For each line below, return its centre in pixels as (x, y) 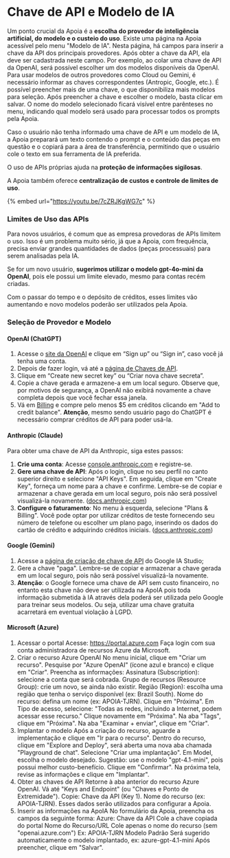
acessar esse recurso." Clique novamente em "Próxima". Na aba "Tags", (119, 716)
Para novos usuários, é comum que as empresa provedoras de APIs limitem (114, 234)
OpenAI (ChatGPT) (34, 338)
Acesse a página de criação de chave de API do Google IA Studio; (110, 560)
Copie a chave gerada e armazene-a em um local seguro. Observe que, (118, 383)
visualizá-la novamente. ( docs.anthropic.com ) (82, 500)
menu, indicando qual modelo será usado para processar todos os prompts (114, 111)
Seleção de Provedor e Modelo (59, 322)
